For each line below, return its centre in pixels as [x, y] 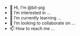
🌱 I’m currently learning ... [35, 18]
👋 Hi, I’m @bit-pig [27, 8]
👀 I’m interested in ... [30, 13]
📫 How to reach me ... [32, 28]
